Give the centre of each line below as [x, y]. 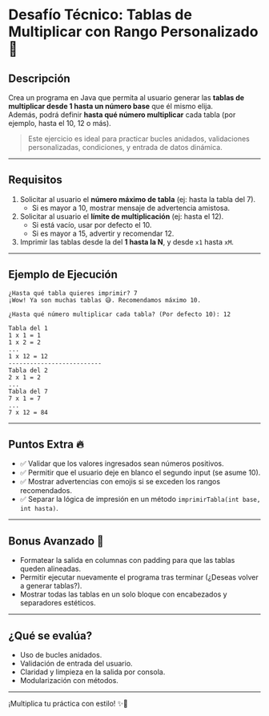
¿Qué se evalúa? [50, 635]
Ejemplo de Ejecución [63, 275]
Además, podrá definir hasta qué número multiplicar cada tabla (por [122, 115]
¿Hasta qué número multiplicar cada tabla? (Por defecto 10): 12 [119, 314]
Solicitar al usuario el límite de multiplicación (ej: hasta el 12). [122, 216]
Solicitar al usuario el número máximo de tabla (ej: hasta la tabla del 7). [138, 199]
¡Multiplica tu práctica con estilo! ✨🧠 [68, 704]
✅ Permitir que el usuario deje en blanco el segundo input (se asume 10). [140, 473]
